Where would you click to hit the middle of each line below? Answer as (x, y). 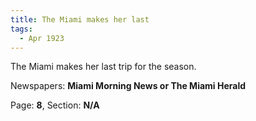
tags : (21, 29)
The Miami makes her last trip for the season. (103, 67)
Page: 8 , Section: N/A (55, 105)
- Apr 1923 (42, 38)
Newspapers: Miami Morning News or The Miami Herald (128, 86)
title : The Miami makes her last (80, 19)
